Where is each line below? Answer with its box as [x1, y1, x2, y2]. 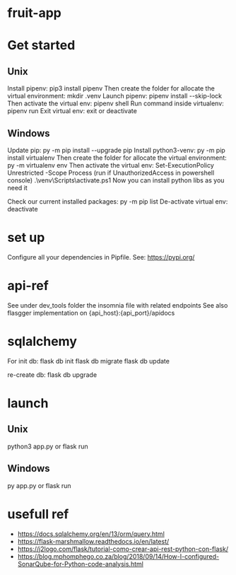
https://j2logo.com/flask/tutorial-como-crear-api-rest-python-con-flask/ [17, 545, 228, 553]
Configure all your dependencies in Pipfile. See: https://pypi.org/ [7, 252, 195, 261]
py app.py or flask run [7, 481, 72, 489]
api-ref [7, 278, 49, 294]
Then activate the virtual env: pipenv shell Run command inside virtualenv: [7, 99, 224, 108]
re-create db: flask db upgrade [7, 370, 98, 379]
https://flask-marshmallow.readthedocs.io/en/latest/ [17, 537, 170, 545]
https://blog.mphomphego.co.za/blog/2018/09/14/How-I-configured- [17, 552, 220, 560]
